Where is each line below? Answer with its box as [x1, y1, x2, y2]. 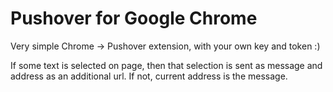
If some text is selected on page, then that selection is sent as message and [10, 59, 323, 71]
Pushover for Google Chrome [10, 7, 258, 30]
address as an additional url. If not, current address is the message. [10, 70, 288, 82]
